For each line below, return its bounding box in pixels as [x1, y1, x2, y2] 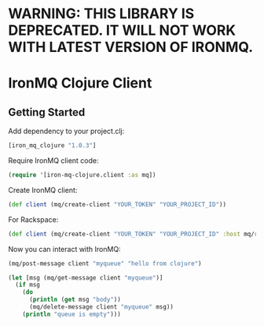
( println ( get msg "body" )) [28, 296, 122, 304]
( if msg [15, 281, 41, 289]
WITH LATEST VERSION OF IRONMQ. [8, 39, 254, 56]
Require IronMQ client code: [8, 156, 99, 165]
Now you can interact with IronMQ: [8, 244, 121, 254]
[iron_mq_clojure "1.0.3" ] [8, 142, 97, 150]
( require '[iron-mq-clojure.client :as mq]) [8, 171, 156, 180]
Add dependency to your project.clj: [8, 127, 125, 136]
